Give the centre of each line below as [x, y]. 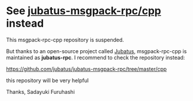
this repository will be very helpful [48, 80]
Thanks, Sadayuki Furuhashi [40, 92]
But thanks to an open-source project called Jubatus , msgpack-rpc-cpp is [97, 51]
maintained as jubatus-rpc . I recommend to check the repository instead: [96, 57]
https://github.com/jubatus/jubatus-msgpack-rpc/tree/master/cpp [86, 69]
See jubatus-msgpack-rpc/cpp [84, 11]
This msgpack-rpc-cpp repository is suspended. [65, 40]
